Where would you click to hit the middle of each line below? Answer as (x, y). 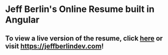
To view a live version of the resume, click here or (84, 38)
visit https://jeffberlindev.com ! (54, 46)
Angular (22, 20)
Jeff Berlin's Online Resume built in (80, 9)
